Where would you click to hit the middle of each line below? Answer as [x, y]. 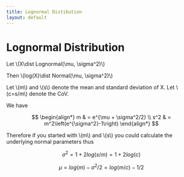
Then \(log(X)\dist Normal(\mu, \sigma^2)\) [60, 76]
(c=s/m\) [17, 94]
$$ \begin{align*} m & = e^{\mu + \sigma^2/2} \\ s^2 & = [101, 117]
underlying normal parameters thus [50, 142]
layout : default [27, 18]
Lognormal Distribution [65, 47]
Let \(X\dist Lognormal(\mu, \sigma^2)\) [56, 64]
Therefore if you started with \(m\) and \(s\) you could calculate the [90, 135]
